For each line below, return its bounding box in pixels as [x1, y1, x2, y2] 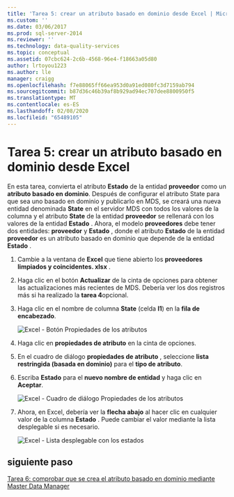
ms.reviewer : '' [7, 36, 54, 43]
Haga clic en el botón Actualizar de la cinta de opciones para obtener [17, 276, 218, 284]
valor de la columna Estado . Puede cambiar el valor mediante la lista [17, 415, 216, 423]
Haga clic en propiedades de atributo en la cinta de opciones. [17, 339, 196, 347]
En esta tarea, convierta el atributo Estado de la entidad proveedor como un [7, 182, 226, 191]
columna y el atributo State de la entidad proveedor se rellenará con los [7, 212, 214, 220]
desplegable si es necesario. [17, 422, 100, 431]
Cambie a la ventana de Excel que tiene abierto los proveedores [17, 255, 203, 263]
